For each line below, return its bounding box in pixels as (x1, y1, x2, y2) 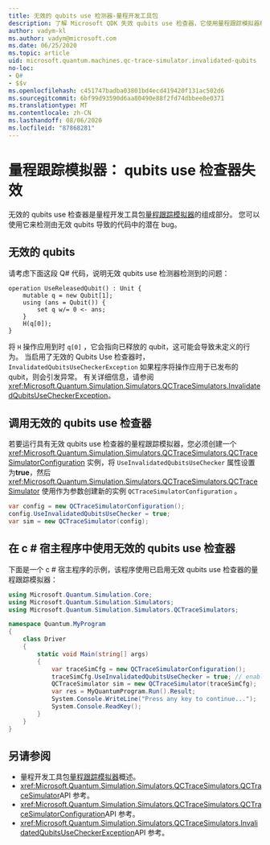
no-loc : (8, 64, 35, 72)
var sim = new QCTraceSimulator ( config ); (8, 517, 149, 526)
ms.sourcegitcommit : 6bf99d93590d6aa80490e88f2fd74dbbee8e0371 (8, 94, 225, 102)
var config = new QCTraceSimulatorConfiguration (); (8, 502, 185, 511)
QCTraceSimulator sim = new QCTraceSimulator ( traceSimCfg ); (51, 680, 257, 688)
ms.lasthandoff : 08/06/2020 (8, 117, 103, 125)
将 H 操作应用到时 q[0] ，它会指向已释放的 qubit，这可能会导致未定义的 (8, 341, 243, 351)
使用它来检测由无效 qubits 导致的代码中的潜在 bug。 (8, 219, 182, 229)
